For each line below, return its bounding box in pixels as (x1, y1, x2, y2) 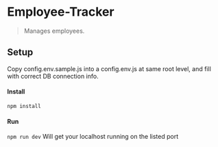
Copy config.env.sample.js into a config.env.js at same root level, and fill (7, 64, 211, 72)
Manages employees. (23, 27, 85, 35)
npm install (7, 103, 41, 109)
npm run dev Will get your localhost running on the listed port (7, 133, 179, 141)
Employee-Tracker (7, 4, 114, 20)
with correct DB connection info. (7, 72, 99, 80)
